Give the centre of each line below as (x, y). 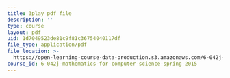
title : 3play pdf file (39, 13)
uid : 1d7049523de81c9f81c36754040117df (64, 39)
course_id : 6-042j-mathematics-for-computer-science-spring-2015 (102, 64)
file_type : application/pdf (47, 45)
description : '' (30, 20)
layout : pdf (24, 32)
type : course (26, 26)
